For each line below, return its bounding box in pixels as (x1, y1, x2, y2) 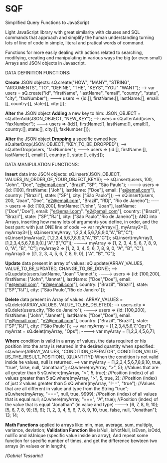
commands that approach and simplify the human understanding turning (5, 34, 155, 40)
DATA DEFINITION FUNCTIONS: (5, 69, 71, 75)
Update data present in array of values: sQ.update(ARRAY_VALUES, (5, 260, 144, 266)
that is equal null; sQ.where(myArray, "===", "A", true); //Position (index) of (5, 396, 159, 402)
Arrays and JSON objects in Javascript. (5, 60, 86, 66)
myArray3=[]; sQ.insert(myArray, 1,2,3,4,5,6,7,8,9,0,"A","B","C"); (5, 229, 134, 235)
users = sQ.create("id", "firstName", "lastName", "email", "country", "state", (5, 90, 160, 96)
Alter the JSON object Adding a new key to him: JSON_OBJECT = (5, 110, 141, 116)
